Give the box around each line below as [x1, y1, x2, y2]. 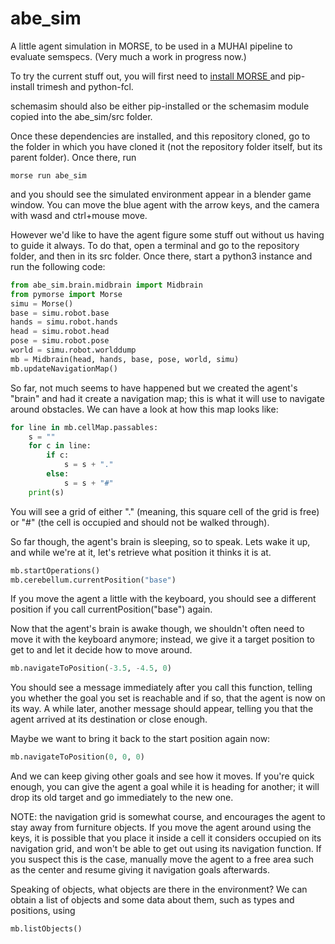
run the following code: [10, 260, 106, 272]
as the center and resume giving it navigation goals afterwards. [10, 864, 271, 876]
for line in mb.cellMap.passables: [10, 422, 159, 432]
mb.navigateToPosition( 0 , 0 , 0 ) [10, 752, 145, 762]
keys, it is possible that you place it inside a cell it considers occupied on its [10, 832, 322, 844]
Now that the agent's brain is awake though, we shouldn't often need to [10, 623, 305, 635]
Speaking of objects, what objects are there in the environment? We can [10, 883, 308, 896]
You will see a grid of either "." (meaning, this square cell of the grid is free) [10, 505, 320, 517]
